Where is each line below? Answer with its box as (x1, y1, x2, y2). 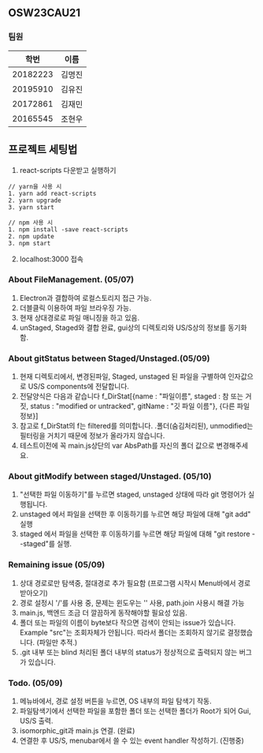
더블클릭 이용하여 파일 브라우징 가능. (19, 303, 131, 313)
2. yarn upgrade (8, 197, 61, 204)
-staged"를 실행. (19, 539, 72, 549)
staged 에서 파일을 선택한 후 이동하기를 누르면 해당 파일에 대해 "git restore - (19, 529, 256, 539)
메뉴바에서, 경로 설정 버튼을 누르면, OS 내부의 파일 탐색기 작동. (19, 696, 213, 706)
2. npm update (8, 232, 55, 240)
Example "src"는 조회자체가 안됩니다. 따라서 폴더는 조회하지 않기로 (19, 627, 226, 637)
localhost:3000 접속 (19, 254, 84, 264)
